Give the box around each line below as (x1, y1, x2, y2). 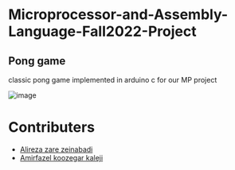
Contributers (8, 118, 96, 137)
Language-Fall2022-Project (8, 22, 197, 41)
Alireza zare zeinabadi (19, 145, 93, 154)
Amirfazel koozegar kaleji (19, 153, 104, 162)
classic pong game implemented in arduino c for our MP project (8, 75, 217, 84)
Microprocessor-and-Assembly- (8, 6, 229, 24)
